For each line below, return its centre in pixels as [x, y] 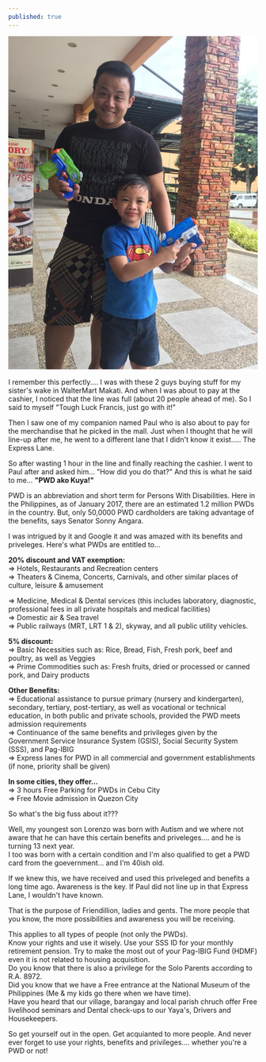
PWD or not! [28, 1050]
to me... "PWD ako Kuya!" [51, 480]
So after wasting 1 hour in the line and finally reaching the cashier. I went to [131, 463]
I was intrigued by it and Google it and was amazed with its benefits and [125, 536]
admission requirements [47, 724]
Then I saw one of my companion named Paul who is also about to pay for [129, 422]
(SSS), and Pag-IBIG [41, 749]
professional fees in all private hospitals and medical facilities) [110, 609]
